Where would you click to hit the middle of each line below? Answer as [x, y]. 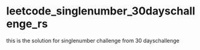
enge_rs [27, 24]
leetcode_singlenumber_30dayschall [101, 11]
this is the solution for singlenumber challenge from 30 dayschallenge [93, 40]
